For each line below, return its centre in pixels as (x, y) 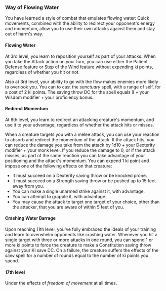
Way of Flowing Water (32, 7)
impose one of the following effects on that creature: (59, 166)
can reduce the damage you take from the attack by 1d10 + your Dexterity (80, 145)
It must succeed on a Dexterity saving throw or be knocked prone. (80, 175)
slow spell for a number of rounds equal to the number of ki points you (77, 255)
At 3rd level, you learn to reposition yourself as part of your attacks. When (81, 56)
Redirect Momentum (27, 109)
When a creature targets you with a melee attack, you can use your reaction (82, 134)
